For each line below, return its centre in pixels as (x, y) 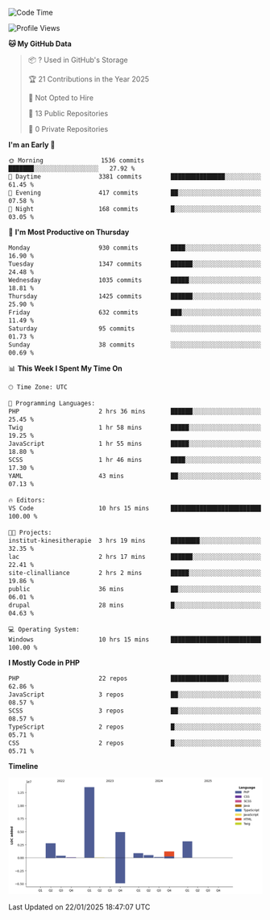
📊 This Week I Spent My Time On (65, 368)
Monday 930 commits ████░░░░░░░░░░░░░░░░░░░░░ (135, 248)
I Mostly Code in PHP (44, 663)
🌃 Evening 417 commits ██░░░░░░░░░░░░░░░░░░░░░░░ (135, 193)
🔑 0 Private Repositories (68, 129)
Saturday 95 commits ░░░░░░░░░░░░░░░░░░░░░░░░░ (135, 329)
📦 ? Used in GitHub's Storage (78, 60)
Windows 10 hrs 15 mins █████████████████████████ (135, 640)
